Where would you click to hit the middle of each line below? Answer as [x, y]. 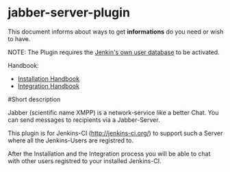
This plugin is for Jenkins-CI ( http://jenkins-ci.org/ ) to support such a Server [115, 133]
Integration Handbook [48, 86]
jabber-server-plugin [69, 13]
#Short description [34, 99]
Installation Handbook [49, 78]
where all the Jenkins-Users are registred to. [71, 140]
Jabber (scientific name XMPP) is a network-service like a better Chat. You [113, 112]
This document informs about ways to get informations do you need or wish [116, 32]
